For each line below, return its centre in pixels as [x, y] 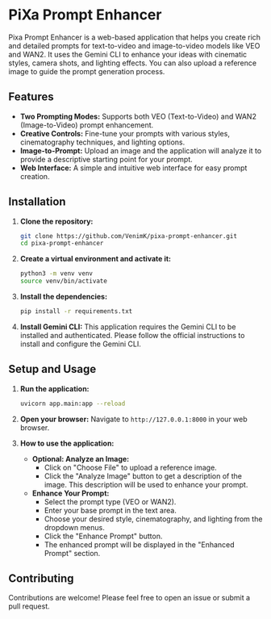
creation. [35, 176]
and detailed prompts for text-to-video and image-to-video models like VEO [134, 45]
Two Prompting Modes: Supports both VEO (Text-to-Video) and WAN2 [138, 116]
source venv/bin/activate [63, 281]
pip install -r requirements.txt [76, 312]
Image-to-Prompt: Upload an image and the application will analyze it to [141, 150]
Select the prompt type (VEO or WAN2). [110, 501]
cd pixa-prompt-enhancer [62, 244]
